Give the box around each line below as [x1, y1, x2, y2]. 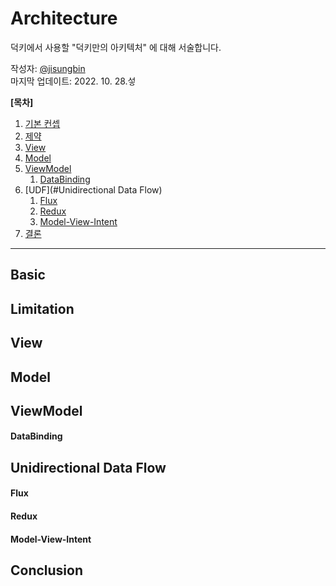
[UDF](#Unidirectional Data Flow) [24, 183, 163, 196]
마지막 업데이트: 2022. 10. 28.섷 [10, 75, 137, 87]
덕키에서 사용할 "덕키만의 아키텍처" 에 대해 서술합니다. [10, 41, 222, 53]
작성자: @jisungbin [10, 62, 86, 74]
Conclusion [10, 562, 84, 579]
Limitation [10, 300, 75, 317]
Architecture [10, 7, 118, 30]
